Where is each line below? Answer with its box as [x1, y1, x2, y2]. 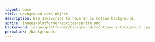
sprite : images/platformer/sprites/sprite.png [5, 20, 101, 26]
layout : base [5, 7, 31, 12]
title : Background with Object [5, 12, 68, 16]
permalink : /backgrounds [5, 29, 55, 34]
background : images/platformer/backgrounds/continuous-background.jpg [5, 25, 151, 30]
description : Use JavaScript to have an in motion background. [5, 16, 136, 21]
